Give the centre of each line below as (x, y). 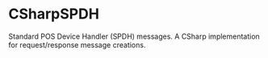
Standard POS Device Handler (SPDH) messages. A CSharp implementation (134, 36)
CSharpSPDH (54, 14)
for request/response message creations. (77, 44)
